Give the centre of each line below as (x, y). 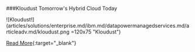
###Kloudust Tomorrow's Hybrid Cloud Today (61, 8)
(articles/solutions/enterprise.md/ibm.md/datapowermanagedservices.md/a (98, 26)
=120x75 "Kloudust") (96, 32)
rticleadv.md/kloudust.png (38, 32)
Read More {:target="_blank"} (41, 43)
